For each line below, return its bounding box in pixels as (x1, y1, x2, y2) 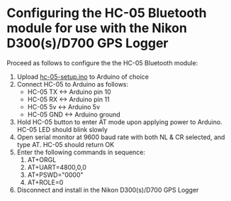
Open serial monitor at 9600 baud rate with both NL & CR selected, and (16, 133, 225, 141)
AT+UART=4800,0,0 (27, 163, 86, 171)
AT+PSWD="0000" (27, 170, 84, 179)
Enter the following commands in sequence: (16, 148, 146, 156)
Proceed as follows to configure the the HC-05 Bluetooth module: (6, 58, 198, 67)
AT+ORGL (27, 155, 57, 164)
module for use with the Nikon (6, 20, 187, 36)
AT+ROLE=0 (27, 178, 64, 186)
